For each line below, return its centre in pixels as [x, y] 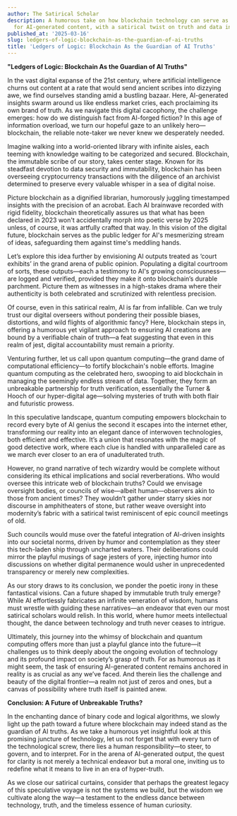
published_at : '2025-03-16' [49, 34]
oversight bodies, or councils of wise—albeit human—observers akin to [111, 491]
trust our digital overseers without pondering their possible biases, [104, 315]
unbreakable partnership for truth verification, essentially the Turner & [109, 388]
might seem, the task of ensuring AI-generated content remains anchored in [118, 666]
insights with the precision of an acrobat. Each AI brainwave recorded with [115, 205]
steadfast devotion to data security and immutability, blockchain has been [115, 169]
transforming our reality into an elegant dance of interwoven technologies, [115, 432]
